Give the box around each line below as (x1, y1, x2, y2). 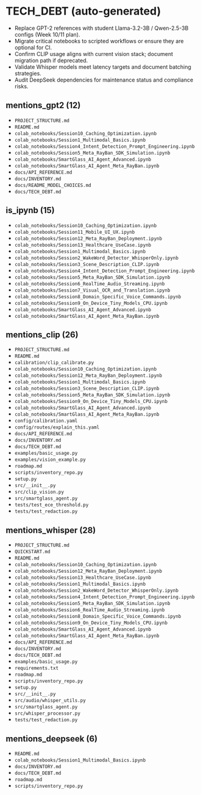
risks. (14, 82, 29, 89)
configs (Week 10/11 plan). (14, 30, 80, 38)
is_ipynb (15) (5, 205, 55, 215)
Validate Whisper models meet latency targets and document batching (14, 63, 191, 71)
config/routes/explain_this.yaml (14, 424, 100, 430)
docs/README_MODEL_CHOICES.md (14, 182, 92, 188)
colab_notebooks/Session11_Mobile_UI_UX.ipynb (14, 229, 135, 235)
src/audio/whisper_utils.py (14, 698, 86, 704)
